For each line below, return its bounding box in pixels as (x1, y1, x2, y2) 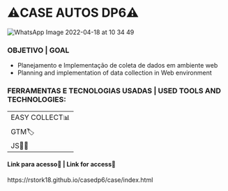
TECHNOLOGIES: (7, 95, 66, 105)
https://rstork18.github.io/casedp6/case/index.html (7, 176, 153, 184)
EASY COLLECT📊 (10, 112, 70, 122)
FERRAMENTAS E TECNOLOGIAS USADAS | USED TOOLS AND (7, 86, 222, 95)
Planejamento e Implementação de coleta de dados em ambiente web (17, 61, 218, 70)
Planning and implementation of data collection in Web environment (17, 68, 213, 77)
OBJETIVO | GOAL (7, 45, 70, 55)
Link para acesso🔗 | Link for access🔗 (7, 160, 116, 169)
